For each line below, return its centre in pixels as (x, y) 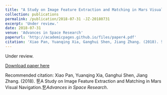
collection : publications (32, 14)
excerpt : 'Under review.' (32, 24)
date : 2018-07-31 (23, 28)
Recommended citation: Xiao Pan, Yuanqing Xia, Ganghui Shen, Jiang (76, 75)
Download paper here (27, 65)
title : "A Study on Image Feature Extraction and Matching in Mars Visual (84, 10)
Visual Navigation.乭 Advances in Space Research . (57, 87)
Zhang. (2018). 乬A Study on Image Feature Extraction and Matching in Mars (83, 81)
